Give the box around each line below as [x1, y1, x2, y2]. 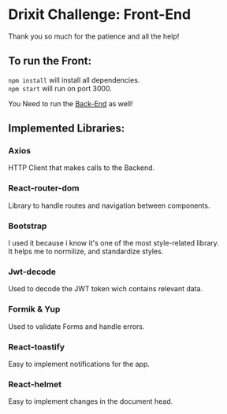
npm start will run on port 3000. [8, 83, 113, 93]
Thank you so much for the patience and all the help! [8, 31, 180, 41]
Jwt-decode [8, 266, 57, 277]
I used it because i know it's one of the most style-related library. [8, 238, 219, 248]
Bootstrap [8, 220, 47, 231]
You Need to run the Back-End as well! [8, 98, 133, 108]
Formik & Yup [8, 304, 61, 315]
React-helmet [8, 379, 61, 390]
